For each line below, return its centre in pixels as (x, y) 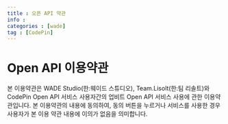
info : (16, 20)
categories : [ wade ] (37, 26)
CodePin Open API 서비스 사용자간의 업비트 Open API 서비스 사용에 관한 (105, 97)
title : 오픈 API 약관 (37, 13)
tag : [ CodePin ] (30, 32)
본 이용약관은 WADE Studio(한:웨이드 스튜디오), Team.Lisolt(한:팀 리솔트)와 (109, 89)
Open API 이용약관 (58, 68)
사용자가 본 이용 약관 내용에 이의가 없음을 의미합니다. (77, 114)
